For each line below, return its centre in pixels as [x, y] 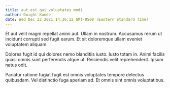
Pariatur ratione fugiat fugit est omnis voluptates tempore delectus [75, 75]
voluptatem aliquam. [27, 45]
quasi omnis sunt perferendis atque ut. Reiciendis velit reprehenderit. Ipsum [84, 60]
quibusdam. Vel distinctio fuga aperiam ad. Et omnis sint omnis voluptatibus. [85, 80]
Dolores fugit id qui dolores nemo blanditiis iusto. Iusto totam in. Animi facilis [85, 54]
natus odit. [16, 65]
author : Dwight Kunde [28, 15]
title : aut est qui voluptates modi [44, 10]
